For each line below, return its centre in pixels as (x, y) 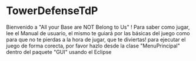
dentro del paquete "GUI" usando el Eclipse (59, 52)
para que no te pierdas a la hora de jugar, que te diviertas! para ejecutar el (96, 39)
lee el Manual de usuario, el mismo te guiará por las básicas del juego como (98, 33)
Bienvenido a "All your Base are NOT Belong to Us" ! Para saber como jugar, (98, 27)
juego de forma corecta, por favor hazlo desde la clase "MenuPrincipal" (93, 46)
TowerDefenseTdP (52, 11)
